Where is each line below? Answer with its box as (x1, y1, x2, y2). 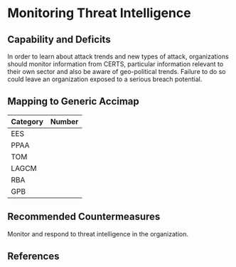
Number (50, 116, 79, 126)
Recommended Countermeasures (7, 211, 161, 223)
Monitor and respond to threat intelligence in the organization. (7, 229, 188, 238)
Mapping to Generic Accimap (7, 95, 140, 108)
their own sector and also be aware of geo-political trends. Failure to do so (7, 68, 226, 75)
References (7, 251, 60, 263)
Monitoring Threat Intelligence (7, 5, 191, 21)
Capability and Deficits (7, 33, 112, 46)
